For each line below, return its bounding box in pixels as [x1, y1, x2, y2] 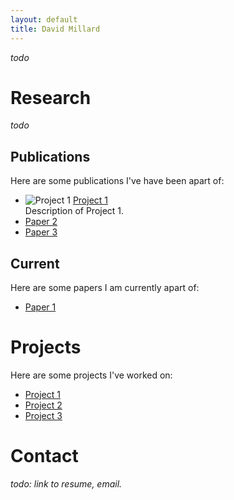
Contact [10, 445, 79, 468]
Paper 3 [24, 226, 58, 238]
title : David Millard [10, 24, 101, 34]
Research [10, 86, 92, 109]
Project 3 [24, 410, 63, 421]
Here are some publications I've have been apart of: [10, 175, 225, 187]
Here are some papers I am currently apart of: [10, 282, 200, 294]
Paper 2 [24, 216, 58, 228]
